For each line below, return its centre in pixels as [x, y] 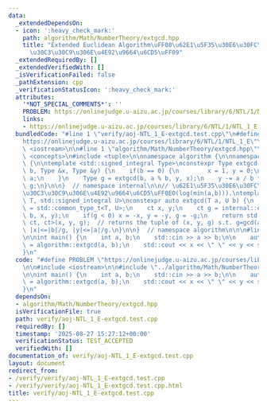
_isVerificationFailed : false [65, 75]
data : [17, 16]
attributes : [35, 97]
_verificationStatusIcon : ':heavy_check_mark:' [96, 90]
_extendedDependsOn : [49, 23]
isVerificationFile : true [58, 311]
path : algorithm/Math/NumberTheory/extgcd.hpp [101, 38]
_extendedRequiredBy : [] [56, 60]
